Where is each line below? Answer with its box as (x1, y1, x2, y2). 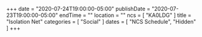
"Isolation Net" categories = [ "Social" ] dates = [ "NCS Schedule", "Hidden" (6, 18, 197, 25)
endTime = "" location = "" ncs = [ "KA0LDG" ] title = (59, 12, 192, 19)
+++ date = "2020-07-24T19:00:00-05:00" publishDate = (6, 5, 150, 12)
